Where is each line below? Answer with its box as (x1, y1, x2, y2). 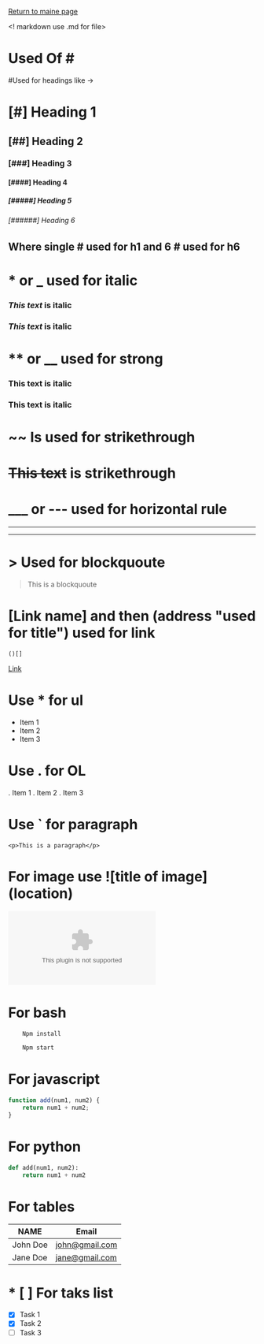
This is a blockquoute (27, 579, 97, 589)
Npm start (22, 1044, 55, 1052)
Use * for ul (8, 691, 84, 709)
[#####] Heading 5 (8, 195, 72, 205)
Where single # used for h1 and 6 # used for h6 (8, 240, 240, 253)
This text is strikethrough (8, 464, 177, 482)
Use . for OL (8, 761, 86, 780)
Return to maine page (8, 7, 79, 16)
